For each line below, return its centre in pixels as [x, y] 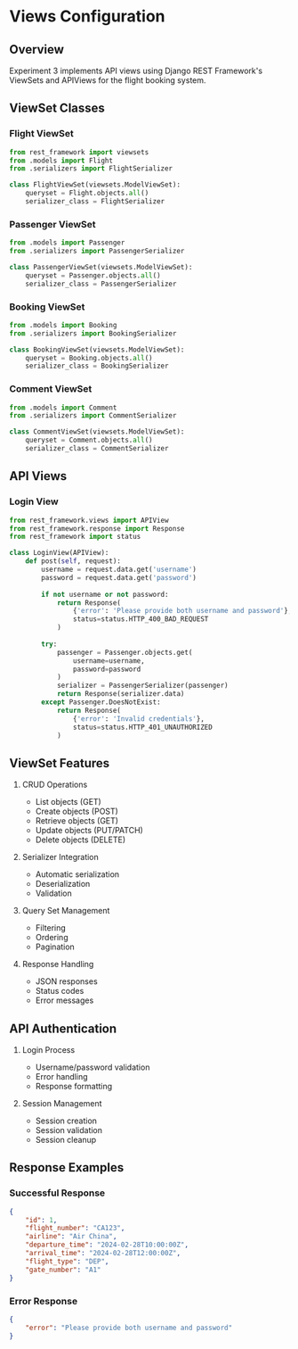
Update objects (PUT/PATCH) [89, 831]
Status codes [60, 991]
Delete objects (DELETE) [81, 840]
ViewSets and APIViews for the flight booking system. [108, 80]
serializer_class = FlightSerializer [95, 202]
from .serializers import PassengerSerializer [97, 252]
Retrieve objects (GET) [77, 821]
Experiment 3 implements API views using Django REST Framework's [136, 70]
